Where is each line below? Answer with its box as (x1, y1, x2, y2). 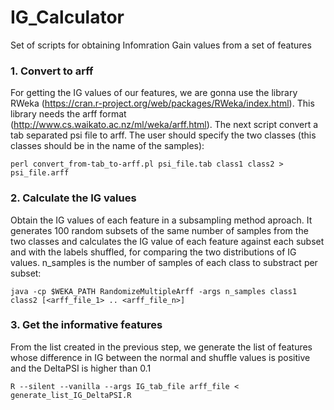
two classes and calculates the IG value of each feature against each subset (10, 235, 325, 247)
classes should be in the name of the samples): (10, 140, 205, 152)
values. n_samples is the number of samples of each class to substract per (10, 256, 318, 268)
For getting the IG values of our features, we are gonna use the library (10, 87, 298, 99)
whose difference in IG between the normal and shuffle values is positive (10, 351, 311, 363)
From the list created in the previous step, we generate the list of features (10, 341, 313, 353)
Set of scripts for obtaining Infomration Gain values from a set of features (10, 39, 312, 51)
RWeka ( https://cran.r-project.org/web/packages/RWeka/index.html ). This (10, 97, 315, 110)
